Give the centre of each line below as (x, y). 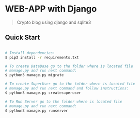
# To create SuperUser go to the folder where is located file (70, 84)
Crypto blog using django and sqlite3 (54, 22)
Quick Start (23, 37)
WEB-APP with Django (51, 9)
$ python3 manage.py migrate (34, 75)
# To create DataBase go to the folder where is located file (69, 66)
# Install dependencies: (30, 53)
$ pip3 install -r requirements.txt (42, 57)
